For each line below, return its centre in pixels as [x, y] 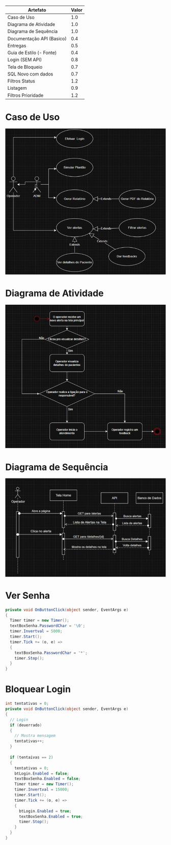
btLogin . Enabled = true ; [45, 811]
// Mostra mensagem [35, 736]
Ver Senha [28, 596]
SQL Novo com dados [30, 74]
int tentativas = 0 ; [27, 704]
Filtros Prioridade [25, 95]
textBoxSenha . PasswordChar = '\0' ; [48, 626]
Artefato [37, 10]
